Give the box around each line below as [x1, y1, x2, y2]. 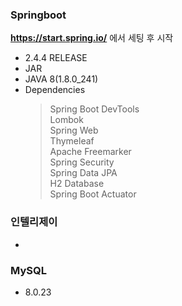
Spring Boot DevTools [49, 103, 140, 115]
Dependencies [24, 84, 86, 96]
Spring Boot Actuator [49, 188, 137, 200]
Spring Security [49, 156, 115, 168]
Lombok [49, 114, 84, 126]
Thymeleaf [49, 135, 95, 147]
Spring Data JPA [49, 167, 118, 179]
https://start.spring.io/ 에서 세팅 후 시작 [10, 32, 174, 44]
